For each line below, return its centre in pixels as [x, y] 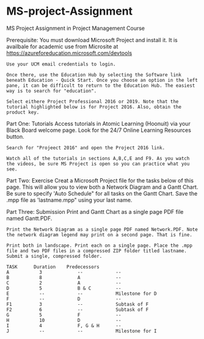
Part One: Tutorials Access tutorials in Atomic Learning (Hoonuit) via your [98, 123]
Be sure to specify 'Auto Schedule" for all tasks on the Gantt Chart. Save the [102, 193]
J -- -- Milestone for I [82, 331]
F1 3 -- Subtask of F [78, 304]
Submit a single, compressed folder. [54, 256]
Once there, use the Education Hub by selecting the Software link [94, 75]
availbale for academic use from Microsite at [62, 46]
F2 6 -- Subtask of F [78, 310]
